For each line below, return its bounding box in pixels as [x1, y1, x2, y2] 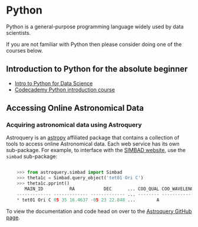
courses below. [6, 47, 43, 54]
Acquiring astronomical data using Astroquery [6, 121, 142, 129]
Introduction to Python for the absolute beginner [6, 64, 188, 74]
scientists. [6, 29, 31, 36]
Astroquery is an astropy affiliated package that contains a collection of [6, 134, 180, 142]
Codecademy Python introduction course [14, 86, 115, 93]
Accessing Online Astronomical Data [6, 103, 144, 113]
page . [6, 213, 21, 221]
